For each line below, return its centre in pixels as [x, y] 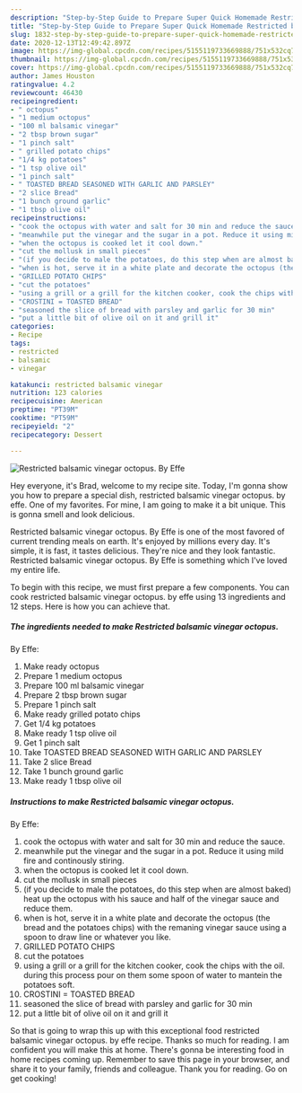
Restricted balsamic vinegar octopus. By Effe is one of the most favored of [147, 532]
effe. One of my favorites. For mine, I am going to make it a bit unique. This [148, 505]
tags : [20, 343]
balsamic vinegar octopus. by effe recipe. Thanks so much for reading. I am [150, 1040]
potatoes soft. [49, 985]
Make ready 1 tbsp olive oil [72, 781]
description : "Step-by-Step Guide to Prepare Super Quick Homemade [139, 18]
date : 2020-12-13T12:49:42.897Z [70, 43]
